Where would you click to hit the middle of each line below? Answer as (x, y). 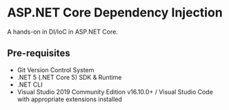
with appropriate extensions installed (70, 99)
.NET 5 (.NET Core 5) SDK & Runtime (69, 77)
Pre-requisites (39, 53)
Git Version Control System (56, 69)
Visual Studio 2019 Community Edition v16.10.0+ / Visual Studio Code (115, 91)
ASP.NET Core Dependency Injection (115, 13)
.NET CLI (30, 85)
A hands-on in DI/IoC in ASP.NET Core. (63, 32)
